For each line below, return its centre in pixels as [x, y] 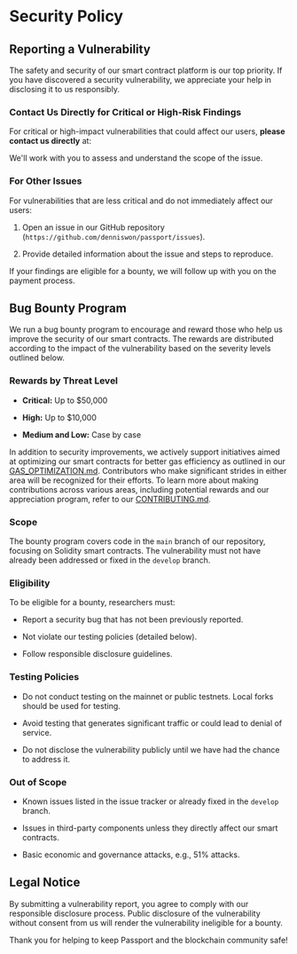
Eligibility [30, 583]
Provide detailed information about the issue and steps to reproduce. [148, 254]
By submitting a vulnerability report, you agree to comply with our [129, 903]
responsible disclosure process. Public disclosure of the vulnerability [135, 913]
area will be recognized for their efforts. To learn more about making [134, 480]
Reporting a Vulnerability [80, 49]
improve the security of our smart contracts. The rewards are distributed [141, 339]
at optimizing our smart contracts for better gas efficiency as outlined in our [148, 461]
